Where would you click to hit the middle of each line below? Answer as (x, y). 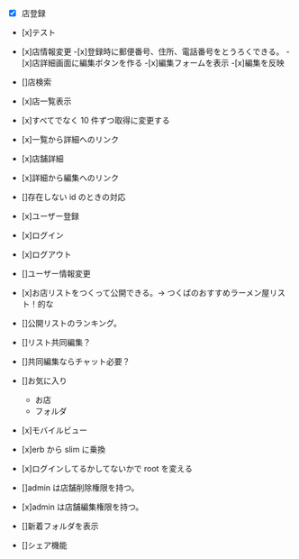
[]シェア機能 (45, 545)
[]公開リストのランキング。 (72, 324)
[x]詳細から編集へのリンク (70, 178)
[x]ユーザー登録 (50, 216)
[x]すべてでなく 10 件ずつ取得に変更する (95, 121)
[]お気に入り (45, 380)
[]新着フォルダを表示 (60, 527)
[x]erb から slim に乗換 (63, 450)
